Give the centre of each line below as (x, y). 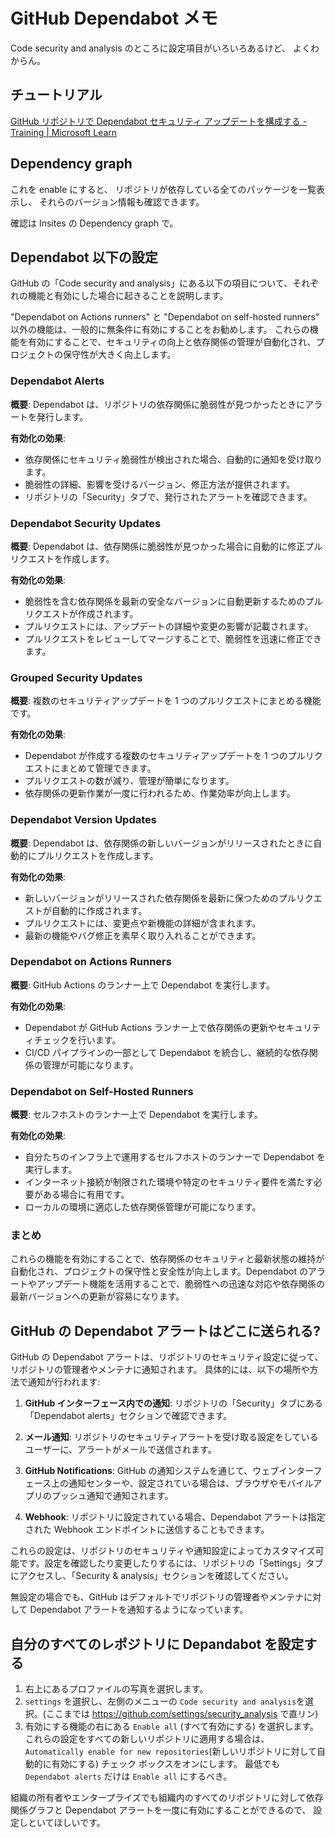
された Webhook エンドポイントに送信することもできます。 (147, 1530)
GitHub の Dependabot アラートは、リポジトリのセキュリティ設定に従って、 (167, 1357)
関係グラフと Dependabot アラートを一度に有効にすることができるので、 (161, 1810)
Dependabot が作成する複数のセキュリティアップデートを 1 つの (156, 756)
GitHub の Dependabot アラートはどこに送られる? (165, 1330)
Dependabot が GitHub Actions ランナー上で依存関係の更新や (151, 1027)
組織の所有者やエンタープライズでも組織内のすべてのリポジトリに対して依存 (167, 1798)
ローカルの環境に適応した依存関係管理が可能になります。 (143, 1207)
